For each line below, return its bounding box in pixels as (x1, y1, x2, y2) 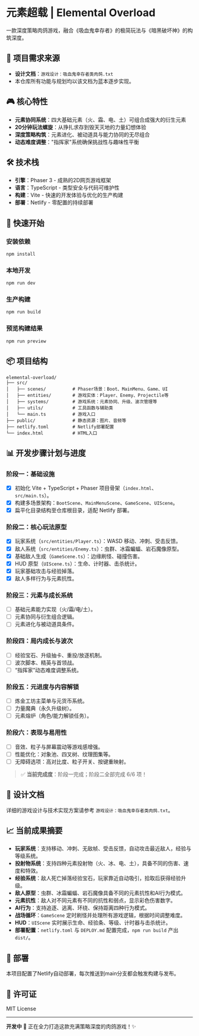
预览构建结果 (6, 325, 43, 333)
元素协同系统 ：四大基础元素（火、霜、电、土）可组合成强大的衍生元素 (14, 116, 187, 123)
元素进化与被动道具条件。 (14, 621, 78, 628)
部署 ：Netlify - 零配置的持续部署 (14, 199, 94, 206)
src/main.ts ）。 (14, 492, 52, 499)
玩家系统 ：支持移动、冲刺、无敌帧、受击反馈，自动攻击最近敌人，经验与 (14, 845, 191, 852)
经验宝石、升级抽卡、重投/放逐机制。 (14, 652, 105, 659)
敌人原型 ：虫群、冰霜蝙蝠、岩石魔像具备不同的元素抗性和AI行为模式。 (14, 889, 187, 897)
